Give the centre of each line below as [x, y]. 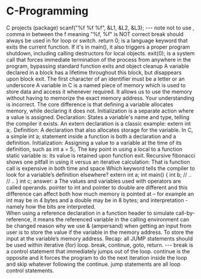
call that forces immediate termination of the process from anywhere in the [99, 60]
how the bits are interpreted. [61, 206]
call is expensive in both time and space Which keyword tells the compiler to [100, 168]
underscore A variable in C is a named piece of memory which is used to [96, 85]
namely [15, 206]
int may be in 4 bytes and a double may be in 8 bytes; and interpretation [95, 200]
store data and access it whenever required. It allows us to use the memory [99, 91]
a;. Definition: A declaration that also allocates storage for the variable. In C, [100, 130]
